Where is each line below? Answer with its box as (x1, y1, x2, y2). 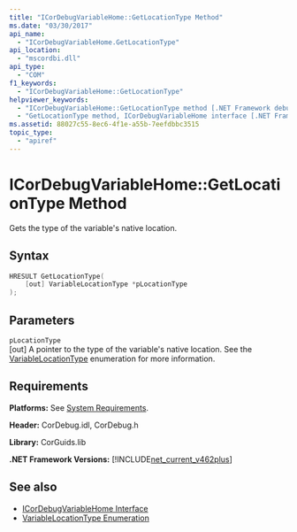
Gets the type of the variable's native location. (9, 222, 178, 233)
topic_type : (9, 128, 53, 137)
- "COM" (17, 71, 46, 80)
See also (9, 480, 57, 495)
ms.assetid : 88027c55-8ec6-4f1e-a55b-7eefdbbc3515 (9, 120, 200, 129)
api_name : (9, 29, 46, 38)
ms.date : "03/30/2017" (9, 21, 93, 30)
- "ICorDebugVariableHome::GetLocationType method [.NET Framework (17, 104, 271, 112)
